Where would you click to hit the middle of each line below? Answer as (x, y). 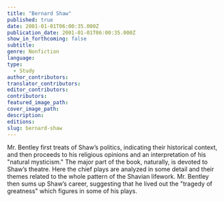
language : (21, 58)
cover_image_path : (33, 109)
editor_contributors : (38, 90)
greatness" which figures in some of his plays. (72, 191)
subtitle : (21, 45)
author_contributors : (38, 77)
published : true (30, 20)
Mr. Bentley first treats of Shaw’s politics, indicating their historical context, (112, 147)
